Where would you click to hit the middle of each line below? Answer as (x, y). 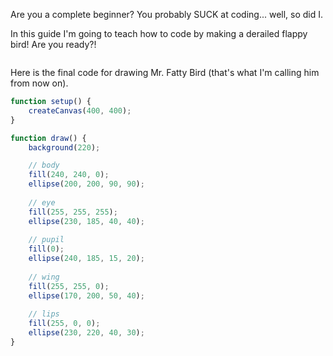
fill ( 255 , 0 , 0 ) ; (64, 324)
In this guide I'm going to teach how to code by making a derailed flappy (159, 33)
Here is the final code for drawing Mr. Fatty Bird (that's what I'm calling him (165, 72)
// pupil (46, 240)
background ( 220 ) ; (64, 147)
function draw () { (48, 138)
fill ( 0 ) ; (46, 249)
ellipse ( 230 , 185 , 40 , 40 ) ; (86, 221)
